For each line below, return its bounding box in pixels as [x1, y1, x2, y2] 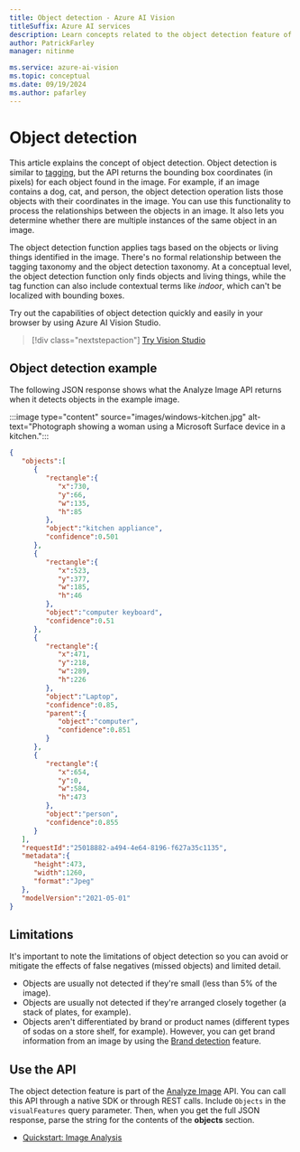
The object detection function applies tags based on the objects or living [9, 241, 279, 253]
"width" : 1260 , [32, 868, 87, 877]
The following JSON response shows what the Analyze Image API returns [9, 385, 282, 396]
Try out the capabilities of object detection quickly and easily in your [9, 307, 264, 318]
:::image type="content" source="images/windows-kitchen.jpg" [9, 412, 247, 423]
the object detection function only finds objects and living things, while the [9, 270, 286, 281]
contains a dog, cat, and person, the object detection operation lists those [9, 186, 284, 197]
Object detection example [9, 361, 158, 376]
